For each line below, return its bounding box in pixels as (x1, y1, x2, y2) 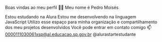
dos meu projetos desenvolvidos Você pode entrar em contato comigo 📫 (5, 25, 152, 30)
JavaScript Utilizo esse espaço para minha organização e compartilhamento (5, 19, 158, 25)
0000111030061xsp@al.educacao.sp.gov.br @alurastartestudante (5, 31, 136, 37)
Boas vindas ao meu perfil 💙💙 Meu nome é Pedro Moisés (5, 5, 119, 10)
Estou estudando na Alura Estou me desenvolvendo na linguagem (5, 14, 137, 19)
